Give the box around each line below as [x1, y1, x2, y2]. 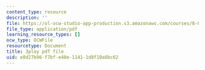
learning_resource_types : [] [6, 32, 81, 38]
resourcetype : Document [6, 43, 67, 49]
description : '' [6, 15, 48, 21]
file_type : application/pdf [6, 26, 78, 32]
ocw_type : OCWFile [6, 37, 53, 43]
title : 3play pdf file [6, 49, 64, 55]
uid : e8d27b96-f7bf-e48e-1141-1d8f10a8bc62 [6, 54, 119, 60]
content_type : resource [6, 9, 67, 15]
